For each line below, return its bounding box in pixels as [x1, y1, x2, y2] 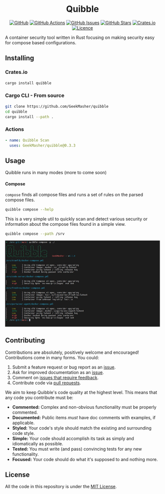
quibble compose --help [5, 207, 54, 212]
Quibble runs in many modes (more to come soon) [5, 170, 107, 176]
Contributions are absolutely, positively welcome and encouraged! [5, 349, 139, 355]
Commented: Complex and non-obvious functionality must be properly [12, 404, 157, 410]
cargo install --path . [5, 114, 54, 119]
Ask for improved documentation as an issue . [12, 369, 104, 375]
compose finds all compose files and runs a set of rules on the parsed [5, 192, 143, 198]
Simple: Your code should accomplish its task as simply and [12, 435, 134, 441]
